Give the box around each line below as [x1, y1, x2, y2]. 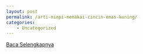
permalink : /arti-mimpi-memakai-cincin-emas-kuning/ [6, 14, 138, 20]
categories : [6, 19, 35, 25]
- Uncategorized [16, 25, 57, 31]
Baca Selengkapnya [6, 41, 55, 48]
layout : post [6, 8, 38, 15]
